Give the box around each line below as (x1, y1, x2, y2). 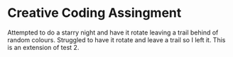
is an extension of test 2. (7, 43, 80, 51)
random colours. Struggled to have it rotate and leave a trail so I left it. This (7, 35, 226, 44)
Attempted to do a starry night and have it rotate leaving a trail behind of (7, 28, 219, 37)
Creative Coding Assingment (7, 5, 182, 21)
